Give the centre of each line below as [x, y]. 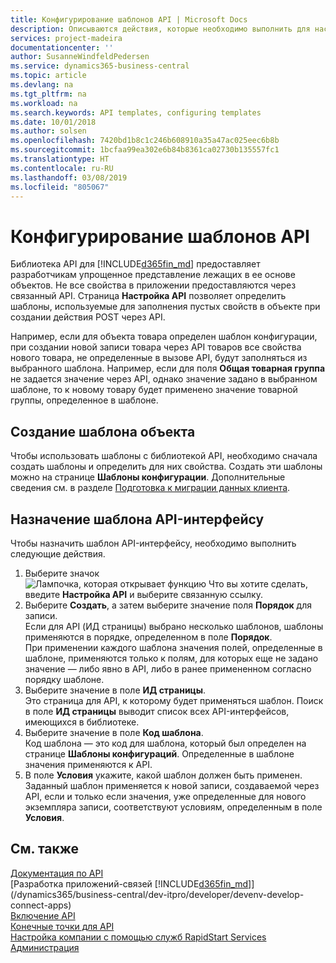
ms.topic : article [48, 76]
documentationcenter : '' [62, 47]
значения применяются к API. [88, 764]
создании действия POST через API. [88, 317]
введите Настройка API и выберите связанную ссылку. [143, 594]
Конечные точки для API [62, 926]
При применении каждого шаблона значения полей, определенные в [173, 647]
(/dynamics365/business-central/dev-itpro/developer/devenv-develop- [157, 894]
